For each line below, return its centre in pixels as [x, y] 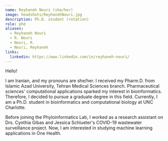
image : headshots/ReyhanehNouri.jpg [44, 15]
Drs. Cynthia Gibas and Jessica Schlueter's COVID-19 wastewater [74, 123]
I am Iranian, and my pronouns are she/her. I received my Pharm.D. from [80, 81]
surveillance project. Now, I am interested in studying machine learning [79, 128]
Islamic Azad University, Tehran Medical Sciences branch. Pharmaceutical [82, 86]
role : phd [16, 24]
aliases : [14, 29]
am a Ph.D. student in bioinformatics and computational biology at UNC [79, 102]
